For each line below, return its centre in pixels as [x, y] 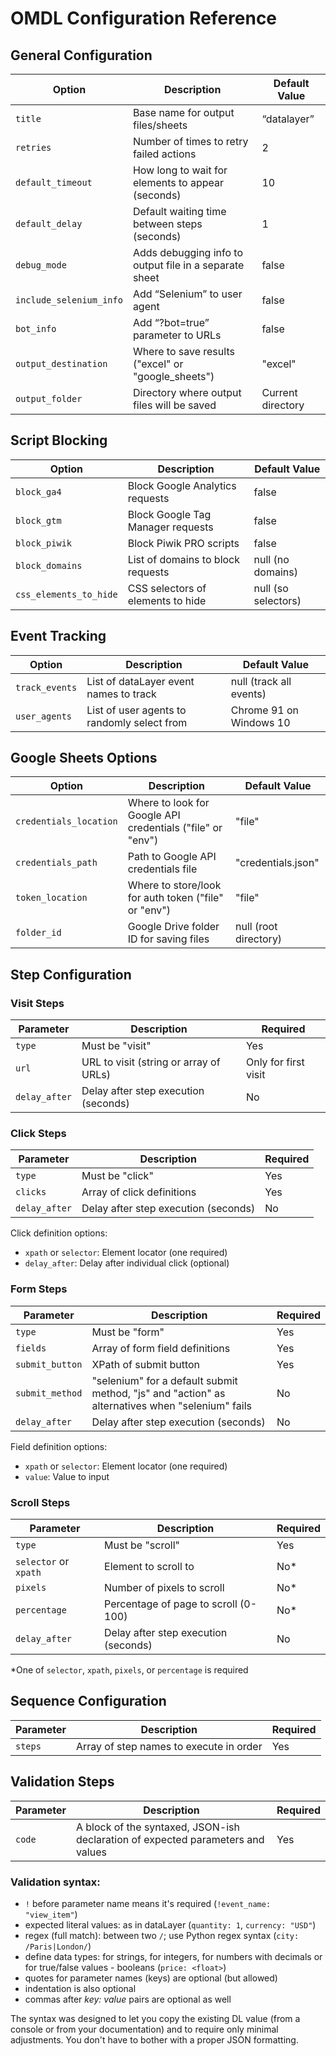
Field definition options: [59, 1446]
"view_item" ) [51, 1914]
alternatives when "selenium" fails [171, 1405]
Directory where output [187, 392]
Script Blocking [59, 440]
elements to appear [178, 182]
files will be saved [174, 405]
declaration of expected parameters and [170, 1839]
